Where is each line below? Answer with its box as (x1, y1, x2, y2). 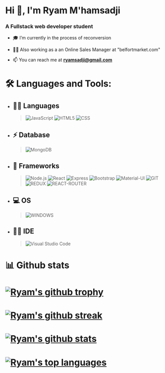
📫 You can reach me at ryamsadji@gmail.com (12, 57, 113, 63)
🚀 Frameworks (12, 161, 60, 170)
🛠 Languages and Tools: (5, 78, 112, 89)
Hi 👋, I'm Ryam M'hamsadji (5, 5, 121, 16)
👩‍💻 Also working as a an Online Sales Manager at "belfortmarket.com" (12, 47, 160, 53)
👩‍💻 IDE (12, 227, 35, 236)
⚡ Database (12, 130, 50, 139)
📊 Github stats (5, 259, 70, 271)
